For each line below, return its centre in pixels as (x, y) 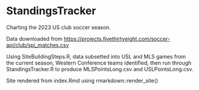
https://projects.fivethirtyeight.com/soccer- (117, 38)
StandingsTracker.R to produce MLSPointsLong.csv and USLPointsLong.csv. (100, 69)
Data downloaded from (34, 38)
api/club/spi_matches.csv (38, 45)
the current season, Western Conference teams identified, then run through (99, 63)
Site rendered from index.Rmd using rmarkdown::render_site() (82, 81)
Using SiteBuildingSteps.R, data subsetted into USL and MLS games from (96, 56)
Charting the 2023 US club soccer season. (59, 27)
